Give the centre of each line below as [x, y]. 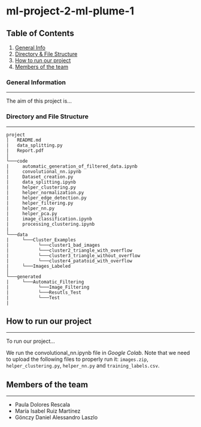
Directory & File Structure [46, 54]
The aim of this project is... [39, 101]
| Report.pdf [25, 150]
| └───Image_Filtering [48, 287]
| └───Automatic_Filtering [45, 282]
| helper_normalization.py [45, 192]
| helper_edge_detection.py [46, 198]
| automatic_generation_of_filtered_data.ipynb [72, 166]
